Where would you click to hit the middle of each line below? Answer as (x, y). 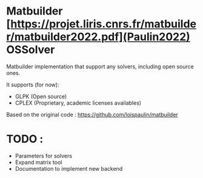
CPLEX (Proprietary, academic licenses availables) (78, 103)
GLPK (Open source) (41, 96)
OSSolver (31, 50)
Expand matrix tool (38, 162)
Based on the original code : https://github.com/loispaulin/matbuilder (92, 114)
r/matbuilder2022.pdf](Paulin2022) (98, 37)
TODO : (25, 139)
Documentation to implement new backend (69, 168)
